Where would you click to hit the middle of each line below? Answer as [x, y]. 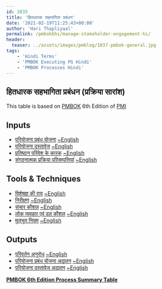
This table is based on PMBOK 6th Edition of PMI [66, 106]
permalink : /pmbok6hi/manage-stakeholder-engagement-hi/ [79, 34]
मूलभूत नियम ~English [38, 220]
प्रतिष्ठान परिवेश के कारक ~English [50, 153]
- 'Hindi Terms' [37, 56]
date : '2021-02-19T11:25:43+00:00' [51, 23]
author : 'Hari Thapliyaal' [40, 28]
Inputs [19, 125]
